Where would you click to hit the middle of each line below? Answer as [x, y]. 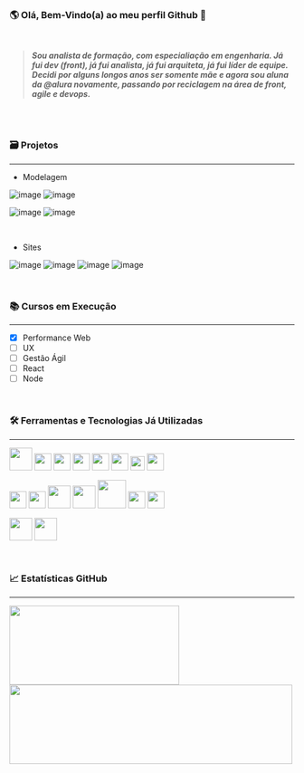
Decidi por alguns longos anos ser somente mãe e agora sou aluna [160, 75]
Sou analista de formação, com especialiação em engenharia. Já [157, 56]
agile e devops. [61, 94]
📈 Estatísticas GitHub [58, 578]
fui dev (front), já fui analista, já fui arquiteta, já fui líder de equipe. [160, 65]
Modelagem [45, 177]
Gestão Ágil [44, 358]
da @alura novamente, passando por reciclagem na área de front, [159, 84]
